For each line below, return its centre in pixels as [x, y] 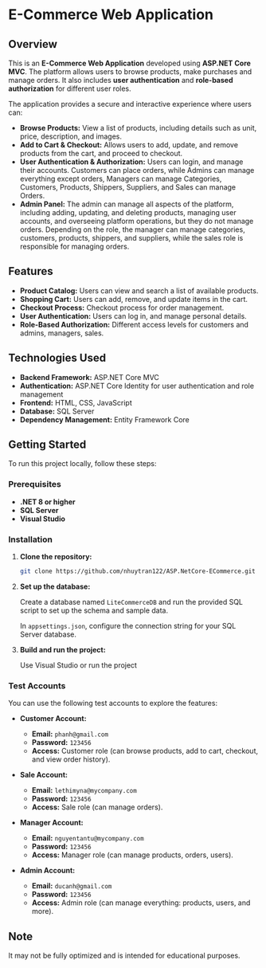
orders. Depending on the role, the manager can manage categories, [132, 229]
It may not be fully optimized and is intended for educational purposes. [124, 956]
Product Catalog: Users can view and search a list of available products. [139, 290]
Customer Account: [53, 719]
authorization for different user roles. [70, 88]
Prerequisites [35, 484]
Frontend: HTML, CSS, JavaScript [76, 402]
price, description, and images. [70, 136]
